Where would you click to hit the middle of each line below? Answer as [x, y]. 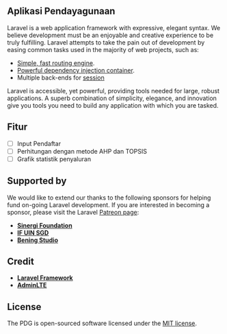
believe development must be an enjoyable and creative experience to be [110, 35]
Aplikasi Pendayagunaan [61, 11]
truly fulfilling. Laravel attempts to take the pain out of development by [106, 42]
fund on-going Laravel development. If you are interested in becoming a [108, 204]
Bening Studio [38, 240]
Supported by [37, 181]
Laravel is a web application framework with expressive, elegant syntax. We [114, 27]
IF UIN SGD [33, 232]
